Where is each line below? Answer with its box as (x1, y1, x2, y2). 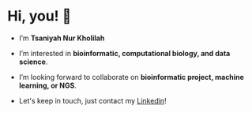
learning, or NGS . (18, 81, 77, 90)
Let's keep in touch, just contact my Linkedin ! (18, 96, 167, 105)
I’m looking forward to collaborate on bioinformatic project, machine (18, 72, 244, 81)
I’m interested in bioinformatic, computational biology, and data (18, 48, 231, 58)
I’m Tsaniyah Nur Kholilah (18, 33, 105, 43)
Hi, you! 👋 (7, 7, 72, 25)
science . (18, 57, 48, 66)
